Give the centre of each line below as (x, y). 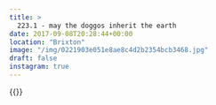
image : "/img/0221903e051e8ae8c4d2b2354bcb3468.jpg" (109, 50)
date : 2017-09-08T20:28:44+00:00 (71, 34)
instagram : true (39, 67)
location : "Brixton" (48, 42)
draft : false (33, 58)
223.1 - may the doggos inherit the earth (97, 26)
